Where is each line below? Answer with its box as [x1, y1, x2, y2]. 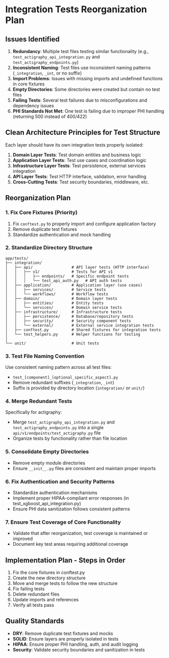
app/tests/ [5, 255, 29, 261]
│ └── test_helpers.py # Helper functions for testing [5, 332, 140, 337]
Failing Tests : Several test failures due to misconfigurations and [12, 97, 148, 103]
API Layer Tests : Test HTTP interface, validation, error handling [12, 173, 147, 179]
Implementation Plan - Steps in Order [5, 556, 126, 565]
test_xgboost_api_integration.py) [12, 500, 81, 506]
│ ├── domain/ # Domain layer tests [5, 296, 117, 301]
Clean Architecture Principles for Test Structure [5, 128, 161, 137]
